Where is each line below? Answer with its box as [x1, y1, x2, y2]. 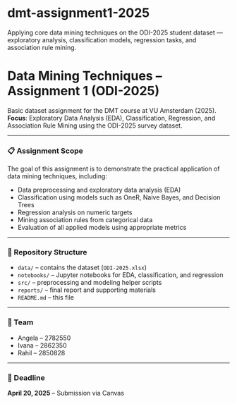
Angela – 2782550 [17, 333, 71, 342]
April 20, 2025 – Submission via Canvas [7, 389, 125, 398]
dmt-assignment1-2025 [7, 5, 150, 21]
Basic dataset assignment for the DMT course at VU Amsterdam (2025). [7, 106, 217, 114]
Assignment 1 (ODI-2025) [7, 83, 160, 99]
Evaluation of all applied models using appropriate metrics [17, 224, 187, 232]
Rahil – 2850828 [17, 348, 66, 357]
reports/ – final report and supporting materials [17, 286, 157, 294]
